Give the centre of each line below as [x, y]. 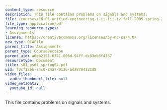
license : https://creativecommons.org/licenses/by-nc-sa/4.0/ [71, 38]
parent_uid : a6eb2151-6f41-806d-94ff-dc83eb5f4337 [59, 56]
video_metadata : [22, 83]
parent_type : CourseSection [34, 51]
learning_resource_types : [32, 28]
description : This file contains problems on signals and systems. [77, 14]
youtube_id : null [28, 88]
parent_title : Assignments [33, 47]
